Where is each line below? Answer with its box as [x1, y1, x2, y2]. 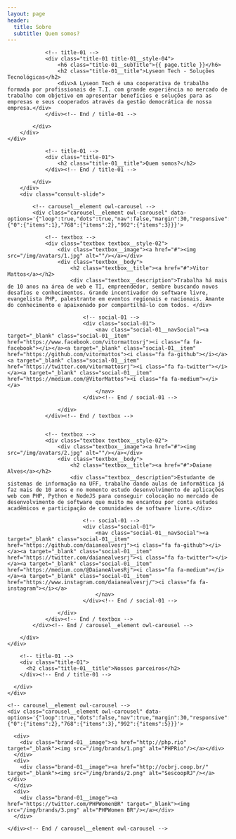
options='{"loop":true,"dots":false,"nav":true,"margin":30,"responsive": [7, 714, 231, 721]
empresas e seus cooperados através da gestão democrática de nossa [7, 99, 212, 106]
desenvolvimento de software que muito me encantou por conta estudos [7, 499, 218, 506]
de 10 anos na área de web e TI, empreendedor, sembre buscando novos [7, 283, 218, 291]
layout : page [7, 10, 46, 18]
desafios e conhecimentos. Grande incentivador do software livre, [7, 289, 209, 296]
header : [7, 17, 30, 24]
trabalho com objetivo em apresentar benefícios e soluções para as [7, 92, 212, 99]
